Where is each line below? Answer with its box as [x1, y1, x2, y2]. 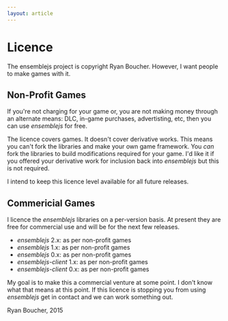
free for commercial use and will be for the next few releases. [7, 223, 180, 231]
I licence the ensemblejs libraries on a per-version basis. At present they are [7, 216, 221, 224]
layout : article [7, 10, 53, 17]
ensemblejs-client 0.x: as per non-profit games [16, 265, 149, 274]
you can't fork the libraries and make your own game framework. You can [7, 142, 214, 151]
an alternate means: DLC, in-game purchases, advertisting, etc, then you [7, 114, 212, 123]
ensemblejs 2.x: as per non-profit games [16, 236, 132, 244]
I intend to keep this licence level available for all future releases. [7, 177, 189, 185]
